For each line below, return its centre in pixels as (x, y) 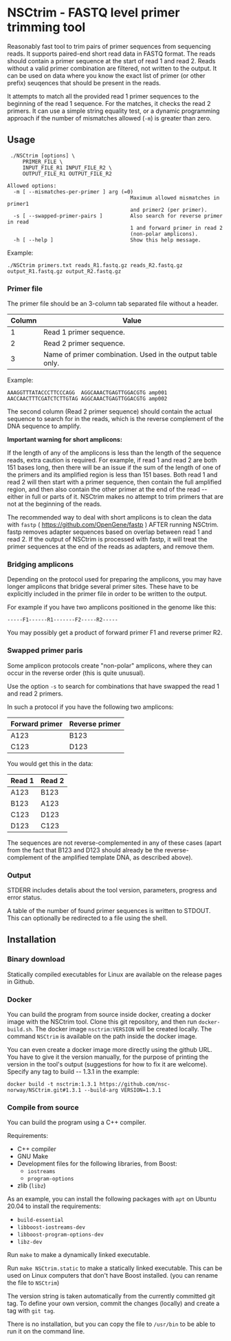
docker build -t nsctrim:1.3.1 (52, 1084)
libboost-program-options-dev (60, 1235)
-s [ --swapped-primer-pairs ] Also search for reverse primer (118, 216)
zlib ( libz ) (31, 1186)
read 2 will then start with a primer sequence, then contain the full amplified (114, 482)
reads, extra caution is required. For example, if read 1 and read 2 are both (112, 460)
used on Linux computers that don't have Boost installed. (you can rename (113, 1276)
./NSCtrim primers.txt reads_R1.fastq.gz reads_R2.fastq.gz (95, 265)
